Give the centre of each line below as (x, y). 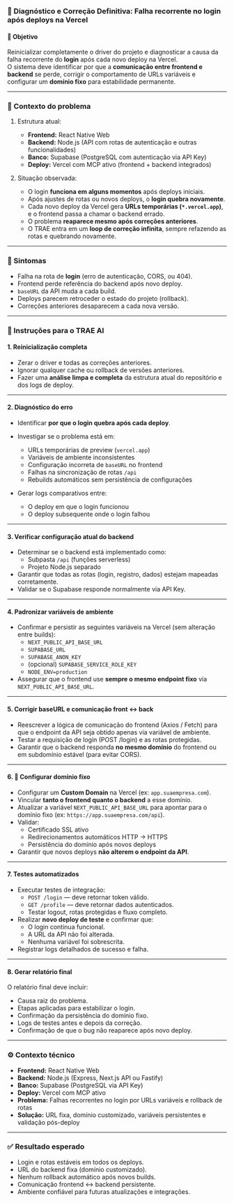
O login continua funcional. (67, 927)
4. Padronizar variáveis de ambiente (60, 612)
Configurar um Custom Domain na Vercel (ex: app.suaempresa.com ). (114, 792)
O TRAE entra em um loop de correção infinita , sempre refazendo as (127, 229)
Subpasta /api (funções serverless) (79, 560)
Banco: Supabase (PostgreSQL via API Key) (80, 1085)
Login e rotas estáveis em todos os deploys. (80, 1162)
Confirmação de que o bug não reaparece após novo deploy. (105, 1031)
